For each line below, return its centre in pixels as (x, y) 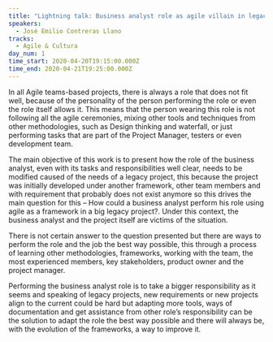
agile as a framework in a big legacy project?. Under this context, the (123, 211)
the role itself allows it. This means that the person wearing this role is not (132, 109)
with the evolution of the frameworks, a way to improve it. (105, 329)
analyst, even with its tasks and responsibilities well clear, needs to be (126, 168)
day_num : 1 (27, 54)
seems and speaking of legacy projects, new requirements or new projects (133, 294)
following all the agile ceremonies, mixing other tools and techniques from (132, 118)
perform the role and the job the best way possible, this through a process (133, 244)
